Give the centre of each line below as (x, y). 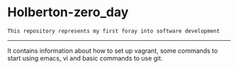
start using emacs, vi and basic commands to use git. (85, 58)
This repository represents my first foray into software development (114, 31)
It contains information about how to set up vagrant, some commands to (113, 51)
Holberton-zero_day (68, 12)
